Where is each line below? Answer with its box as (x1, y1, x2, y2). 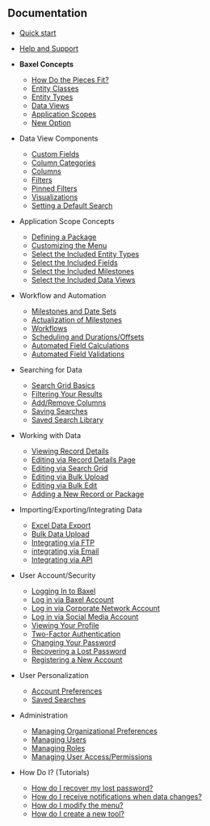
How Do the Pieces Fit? (31, 74, 110, 84)
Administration (19, 710, 69, 720)
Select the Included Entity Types (31, 249, 140, 259)
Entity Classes (31, 83, 79, 93)
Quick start (19, 27, 57, 37)
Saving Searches (31, 406, 88, 415)
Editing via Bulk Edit (31, 480, 98, 490)
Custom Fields (31, 149, 80, 158)
